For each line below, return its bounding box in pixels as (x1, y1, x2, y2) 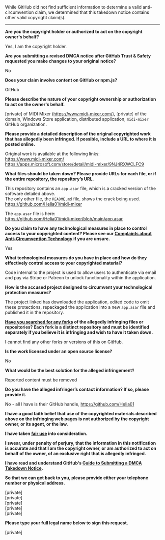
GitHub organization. (5, 121, 47, 127)
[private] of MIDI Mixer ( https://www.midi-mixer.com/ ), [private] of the (5, 111, 147, 117)
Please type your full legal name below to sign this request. (5, 520, 129, 526)
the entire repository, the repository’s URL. (5, 176, 94, 182)
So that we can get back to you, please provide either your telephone (5, 475, 149, 481)
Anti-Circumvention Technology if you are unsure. (5, 236, 110, 242)
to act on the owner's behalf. (5, 102, 65, 107)
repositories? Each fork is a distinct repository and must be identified (5, 324, 149, 330)
